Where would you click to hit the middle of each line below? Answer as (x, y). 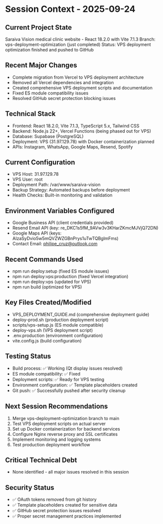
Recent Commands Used (44, 259)
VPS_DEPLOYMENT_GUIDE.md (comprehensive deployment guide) (81, 314)
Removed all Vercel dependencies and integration (63, 82)
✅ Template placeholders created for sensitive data (65, 505)
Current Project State (39, 27)
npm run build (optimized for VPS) (47, 287)
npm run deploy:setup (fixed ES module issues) (61, 271)
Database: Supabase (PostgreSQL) (48, 136)
